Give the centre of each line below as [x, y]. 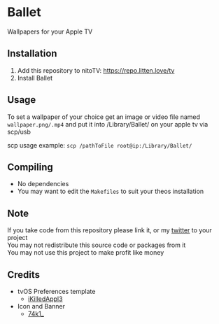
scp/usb [19, 132]
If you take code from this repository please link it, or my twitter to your [109, 230]
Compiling [30, 167]
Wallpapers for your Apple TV [50, 31]
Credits [24, 275]
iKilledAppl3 [45, 299]
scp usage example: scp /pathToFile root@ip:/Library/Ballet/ [100, 145]
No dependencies [43, 184]
